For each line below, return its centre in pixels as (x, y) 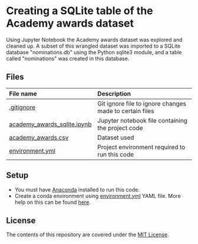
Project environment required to (141, 147)
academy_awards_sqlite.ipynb (50, 124)
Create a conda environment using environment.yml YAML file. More (98, 196)
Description (114, 94)
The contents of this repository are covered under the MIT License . (88, 235)
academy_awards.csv (39, 137)
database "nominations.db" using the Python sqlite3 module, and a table (94, 52)
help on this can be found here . (53, 202)
